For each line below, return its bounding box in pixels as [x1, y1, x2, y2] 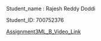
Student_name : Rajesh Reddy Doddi [6, 5, 96, 12]
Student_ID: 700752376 [6, 17, 64, 23]
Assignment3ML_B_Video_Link [6, 28, 81, 35]
